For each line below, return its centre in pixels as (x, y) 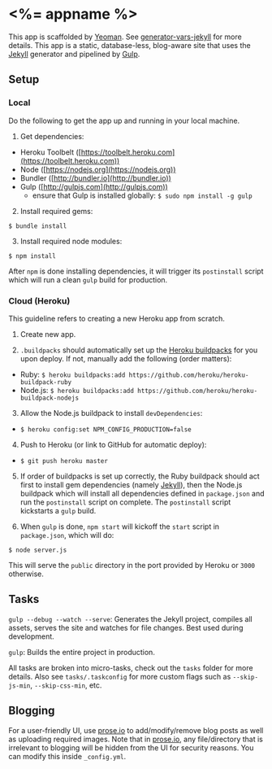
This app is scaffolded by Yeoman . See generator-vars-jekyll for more (125, 37)
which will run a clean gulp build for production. (88, 280)
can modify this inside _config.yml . (67, 756)
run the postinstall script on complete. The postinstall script (125, 502)
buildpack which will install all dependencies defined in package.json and (142, 493)
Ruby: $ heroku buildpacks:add (73, 374)
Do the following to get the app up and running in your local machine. (124, 120)
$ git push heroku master (64, 461)
